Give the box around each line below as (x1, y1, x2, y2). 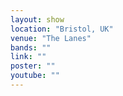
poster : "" (10, 61, 56, 71)
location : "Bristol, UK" (10, 24, 114, 34)
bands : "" (10, 42, 52, 53)
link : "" (10, 52, 47, 62)
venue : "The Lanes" (10, 33, 92, 43)
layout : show (10, 14, 65, 25)
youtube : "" (10, 71, 60, 81)
